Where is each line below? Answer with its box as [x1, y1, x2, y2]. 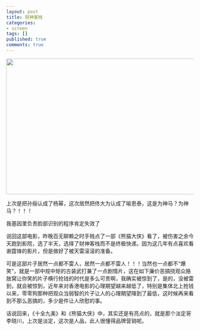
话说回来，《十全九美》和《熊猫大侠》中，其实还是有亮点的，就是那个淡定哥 [6, 310, 192, 317]
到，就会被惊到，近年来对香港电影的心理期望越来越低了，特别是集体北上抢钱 [6, 282, 194, 289]
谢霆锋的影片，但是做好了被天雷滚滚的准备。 [6, 247, 116, 254]
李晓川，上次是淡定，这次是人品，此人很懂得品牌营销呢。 [6, 317, 147, 324]
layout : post [6, 8, 39, 15]
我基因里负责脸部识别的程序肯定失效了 [6, 219, 100, 227]
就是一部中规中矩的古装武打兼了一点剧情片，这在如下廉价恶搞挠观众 [18, 267, 186, 274]
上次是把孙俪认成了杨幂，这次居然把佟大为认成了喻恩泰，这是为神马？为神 [6, 200, 189, 207]
